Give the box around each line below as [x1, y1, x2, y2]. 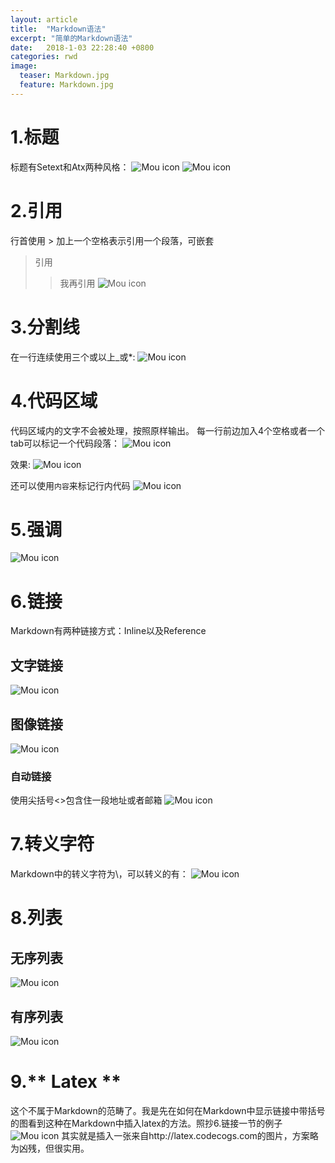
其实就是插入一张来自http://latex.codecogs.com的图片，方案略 [61, 1129, 319, 1141]
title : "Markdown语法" [10, 24, 107, 34]
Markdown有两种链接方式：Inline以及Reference [10, 625, 207, 637]
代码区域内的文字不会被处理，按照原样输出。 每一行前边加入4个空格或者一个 [10, 424, 325, 436]
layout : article [10, 14, 78, 25]
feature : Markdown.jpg [19, 80, 114, 90]
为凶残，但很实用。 [10, 1142, 90, 1154]
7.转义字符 [10, 833, 95, 856]
